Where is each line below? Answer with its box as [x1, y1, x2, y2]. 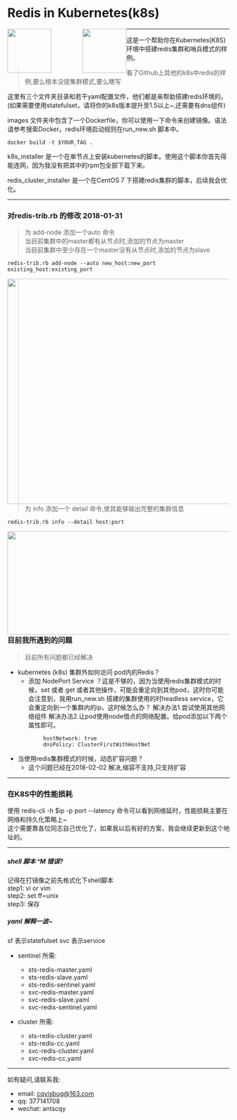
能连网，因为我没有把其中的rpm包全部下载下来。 [7, 161, 150, 169]
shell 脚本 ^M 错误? [7, 857, 63, 865]
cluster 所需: [17, 1017, 54, 1025]
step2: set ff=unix [7, 891, 59, 900]
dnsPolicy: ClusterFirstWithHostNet [43, 741, 151, 748]
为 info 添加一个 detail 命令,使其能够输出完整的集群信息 [24, 504, 185, 513]
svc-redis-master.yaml [28, 987, 94, 996]
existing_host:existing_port [7, 266, 93, 273]
